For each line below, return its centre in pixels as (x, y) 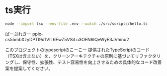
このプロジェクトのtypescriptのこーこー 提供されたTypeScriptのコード (78, 50)
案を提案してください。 (29, 68)
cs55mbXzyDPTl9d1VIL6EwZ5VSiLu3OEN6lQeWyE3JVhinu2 (67, 39)
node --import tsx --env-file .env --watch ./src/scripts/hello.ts (77, 24)
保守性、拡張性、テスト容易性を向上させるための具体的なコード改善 (92, 62)
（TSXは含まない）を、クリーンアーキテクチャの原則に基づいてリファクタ (81, 56)
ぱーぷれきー (18, 34)
